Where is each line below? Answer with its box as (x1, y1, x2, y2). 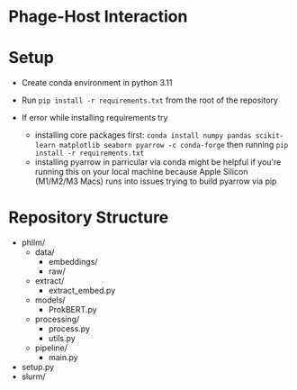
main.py (48, 352, 78, 363)
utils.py (48, 333, 76, 344)
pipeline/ (34, 342, 68, 353)
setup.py (21, 362, 55, 373)
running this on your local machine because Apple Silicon (34, 167, 248, 177)
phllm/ (21, 237, 46, 249)
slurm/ (21, 371, 46, 382)
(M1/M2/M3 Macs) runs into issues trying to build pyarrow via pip (34, 176, 277, 186)
